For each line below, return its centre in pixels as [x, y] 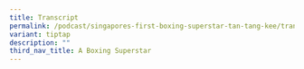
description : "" [40, 43]
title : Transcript [44, 17]
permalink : [30, 26]
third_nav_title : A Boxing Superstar [81, 51]
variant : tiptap [40, 34]
